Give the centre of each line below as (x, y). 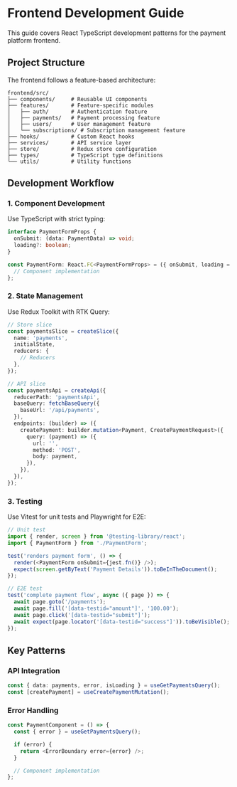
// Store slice (30, 324)
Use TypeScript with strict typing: (56, 219)
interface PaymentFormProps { (52, 232)
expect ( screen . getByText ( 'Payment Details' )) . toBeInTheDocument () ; (116, 569)
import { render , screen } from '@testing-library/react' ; (97, 537)
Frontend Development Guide (96, 13)
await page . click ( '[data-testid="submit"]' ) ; (82, 615)
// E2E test (25, 588)
